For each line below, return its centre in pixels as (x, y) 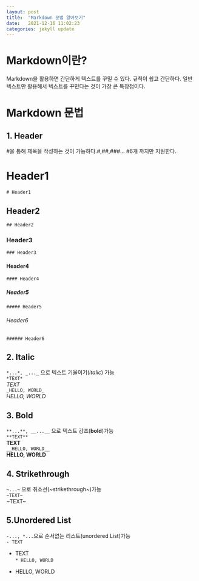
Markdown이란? (47, 61)
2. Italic (21, 357)
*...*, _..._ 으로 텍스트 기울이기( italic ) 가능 (60, 372)
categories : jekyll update (40, 29)
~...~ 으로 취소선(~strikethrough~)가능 (54, 489)
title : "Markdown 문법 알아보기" (46, 18)
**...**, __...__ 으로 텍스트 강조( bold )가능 (60, 431)
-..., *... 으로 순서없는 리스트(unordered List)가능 (69, 535)
